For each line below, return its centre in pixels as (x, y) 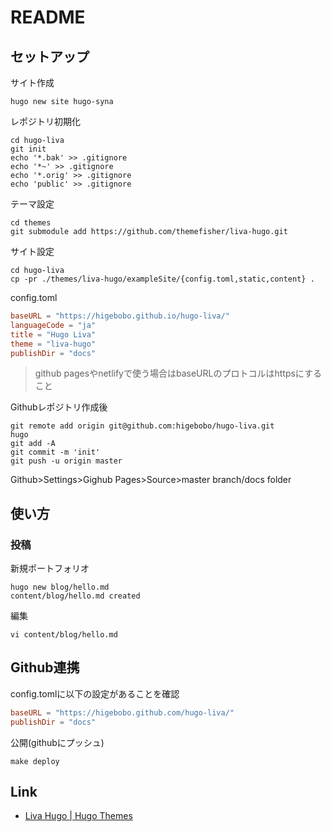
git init (28, 149)
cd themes (31, 223)
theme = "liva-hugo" (53, 344)
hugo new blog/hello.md (60, 587)
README (48, 17)
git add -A (33, 444)
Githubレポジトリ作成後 (59, 407)
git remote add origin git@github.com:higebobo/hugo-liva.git (142, 426)
